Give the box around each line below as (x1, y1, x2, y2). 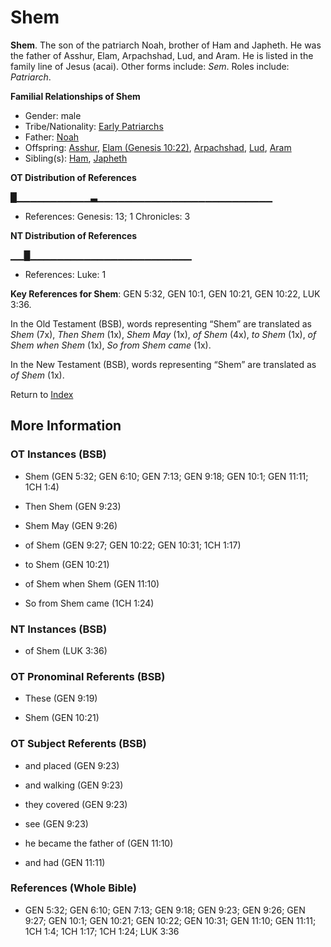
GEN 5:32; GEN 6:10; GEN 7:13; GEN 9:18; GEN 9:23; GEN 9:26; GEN (24, 904, 306, 916)
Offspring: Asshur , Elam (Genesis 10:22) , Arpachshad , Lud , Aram (24, 141, 292, 153)
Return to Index (10, 388, 74, 400)
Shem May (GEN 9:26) (24, 519, 118, 531)
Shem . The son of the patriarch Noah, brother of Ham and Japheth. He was (10, 39, 322, 51)
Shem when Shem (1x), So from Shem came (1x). (10, 339, 212, 351)
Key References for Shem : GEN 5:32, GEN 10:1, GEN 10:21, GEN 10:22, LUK (10, 287, 321, 300)
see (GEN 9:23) (24, 817, 89, 830)
